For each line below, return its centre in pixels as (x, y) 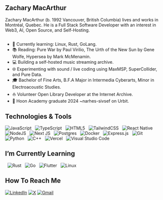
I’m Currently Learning (40, 154)
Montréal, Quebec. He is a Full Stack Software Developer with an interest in (81, 25)
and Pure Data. (27, 74)
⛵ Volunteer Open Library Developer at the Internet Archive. (72, 94)
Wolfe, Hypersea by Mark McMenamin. (51, 57)
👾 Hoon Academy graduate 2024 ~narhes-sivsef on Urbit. (71, 101)
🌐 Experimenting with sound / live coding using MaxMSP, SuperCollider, (85, 69)
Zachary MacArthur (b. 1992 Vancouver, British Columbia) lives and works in (82, 19)
